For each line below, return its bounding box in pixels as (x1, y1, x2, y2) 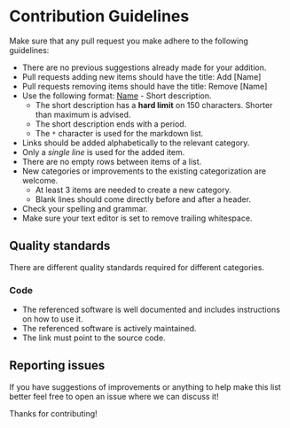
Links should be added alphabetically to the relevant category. (21, 137, 250, 148)
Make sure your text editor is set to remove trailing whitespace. (21, 213, 253, 223)
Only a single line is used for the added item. (21, 146, 185, 157)
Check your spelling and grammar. (21, 203, 148, 214)
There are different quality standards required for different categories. (9, 261, 264, 272)
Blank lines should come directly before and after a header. (35, 193, 251, 205)
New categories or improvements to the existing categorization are (21, 166, 267, 176)
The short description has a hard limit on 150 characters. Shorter (35, 99, 273, 110)
